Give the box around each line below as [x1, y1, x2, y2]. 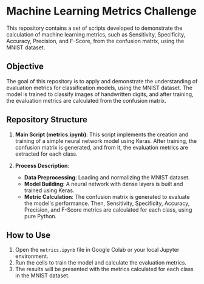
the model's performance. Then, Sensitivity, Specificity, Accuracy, [24, 199, 190, 207]
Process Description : [15, 162, 70, 169]
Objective [6, 61, 44, 72]
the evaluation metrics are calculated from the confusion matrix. [6, 97, 167, 104]
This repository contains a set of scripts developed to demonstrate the [6, 24, 183, 32]
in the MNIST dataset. [15, 272, 70, 279]
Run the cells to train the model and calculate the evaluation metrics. [15, 259, 187, 266]
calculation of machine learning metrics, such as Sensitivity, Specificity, [6, 30, 186, 38]
